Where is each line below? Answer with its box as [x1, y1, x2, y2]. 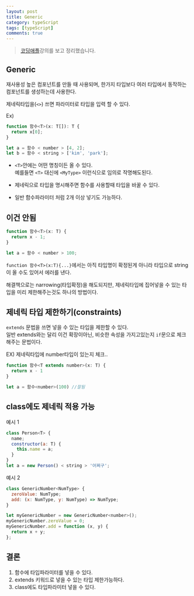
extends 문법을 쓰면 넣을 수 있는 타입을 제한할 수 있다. [6, 324, 129, 331]
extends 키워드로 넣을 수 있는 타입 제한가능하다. [14, 576, 124, 583]
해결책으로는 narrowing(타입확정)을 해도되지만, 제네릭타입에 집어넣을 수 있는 [6, 281, 181, 288]
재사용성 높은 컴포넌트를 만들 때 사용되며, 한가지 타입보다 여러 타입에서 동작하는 [6, 80, 187, 88]
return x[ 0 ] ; [11, 129, 43, 135]
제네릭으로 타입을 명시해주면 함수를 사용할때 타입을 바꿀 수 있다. [14, 181, 160, 189]
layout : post [6, 8, 38, 15]
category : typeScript [6, 19, 59, 25]
